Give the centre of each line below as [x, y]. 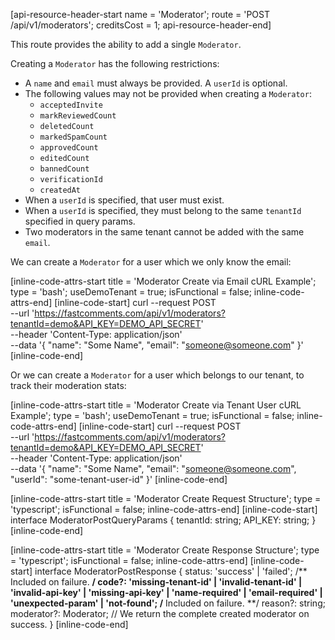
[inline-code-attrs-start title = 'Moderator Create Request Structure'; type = [166, 498]
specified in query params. [80, 221]
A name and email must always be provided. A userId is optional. [156, 83]
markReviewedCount [78, 116]
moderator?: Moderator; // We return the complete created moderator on [160, 613]
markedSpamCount [73, 137]
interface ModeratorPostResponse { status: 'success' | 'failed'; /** [171, 571]
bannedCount [64, 169]
